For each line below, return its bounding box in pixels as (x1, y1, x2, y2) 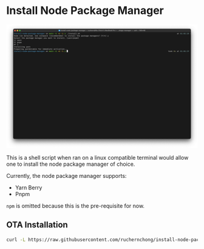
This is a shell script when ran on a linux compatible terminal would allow (6, 154, 189, 161)
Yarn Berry (15, 183, 42, 191)
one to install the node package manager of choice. (6, 160, 135, 168)
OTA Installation (6, 220, 68, 230)
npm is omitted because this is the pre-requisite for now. (6, 202, 144, 210)
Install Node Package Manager (6, 4, 164, 18)
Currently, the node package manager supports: (6, 172, 127, 179)
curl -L (6, 236, 26, 243)
